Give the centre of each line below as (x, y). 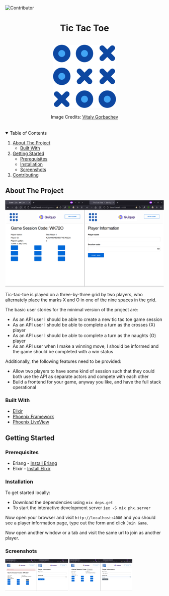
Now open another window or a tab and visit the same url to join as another (83, 533)
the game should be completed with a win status (63, 351)
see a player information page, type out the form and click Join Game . (77, 523)
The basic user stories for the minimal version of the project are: (72, 309)
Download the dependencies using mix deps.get (63, 503)
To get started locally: (28, 493)
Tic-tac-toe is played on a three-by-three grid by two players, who (74, 294)
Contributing (25, 175)
